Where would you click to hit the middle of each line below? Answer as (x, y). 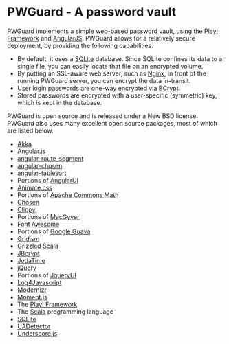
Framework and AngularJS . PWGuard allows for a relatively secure (101, 38)
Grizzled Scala (37, 246)
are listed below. (30, 130)
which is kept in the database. (59, 102)
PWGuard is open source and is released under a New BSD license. (102, 116)
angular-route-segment (50, 158)
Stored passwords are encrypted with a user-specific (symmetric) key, (117, 95)
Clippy (26, 209)
